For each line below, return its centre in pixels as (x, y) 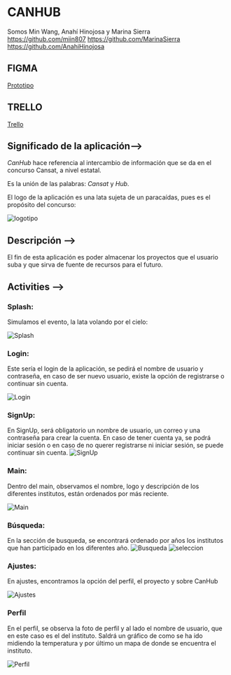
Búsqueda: (26, 525)
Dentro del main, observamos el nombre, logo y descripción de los (103, 486)
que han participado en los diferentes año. (68, 548)
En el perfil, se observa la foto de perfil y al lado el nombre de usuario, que (115, 628)
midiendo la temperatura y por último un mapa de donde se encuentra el (112, 643)
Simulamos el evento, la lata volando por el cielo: (78, 322)
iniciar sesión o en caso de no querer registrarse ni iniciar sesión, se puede (115, 446)
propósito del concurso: (42, 205)
